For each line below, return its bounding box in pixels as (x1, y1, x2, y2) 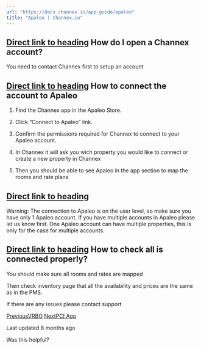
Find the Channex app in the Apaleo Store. (15, 106, 122, 114)
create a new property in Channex (15, 155, 101, 163)
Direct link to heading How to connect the (6, 81, 167, 91)
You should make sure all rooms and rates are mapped (6, 270, 143, 277)
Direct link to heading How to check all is (6, 244, 163, 255)
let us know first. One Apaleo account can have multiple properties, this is (6, 220, 192, 227)
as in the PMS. (6, 288, 43, 296)
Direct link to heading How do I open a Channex (6, 37, 189, 48)
